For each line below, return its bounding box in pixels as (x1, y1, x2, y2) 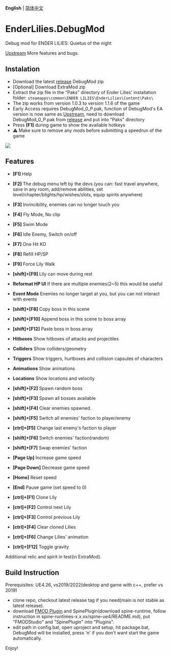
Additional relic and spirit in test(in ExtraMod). (5, 553, 102, 559)
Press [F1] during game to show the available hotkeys (12, 122, 126, 128)
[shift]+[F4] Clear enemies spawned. (12, 405, 92, 411)
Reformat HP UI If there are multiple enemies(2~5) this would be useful (12, 281, 163, 287)
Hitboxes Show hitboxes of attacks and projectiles (12, 335, 119, 342)
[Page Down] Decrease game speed (12, 464, 90, 470)
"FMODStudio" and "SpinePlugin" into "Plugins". (12, 619, 114, 625)
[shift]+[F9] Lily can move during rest (12, 270, 93, 277)
